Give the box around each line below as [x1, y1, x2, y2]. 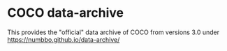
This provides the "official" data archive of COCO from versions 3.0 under [7, 28, 220, 36]
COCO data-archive [7, 5, 124, 21]
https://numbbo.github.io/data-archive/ [7, 35, 120, 43]
